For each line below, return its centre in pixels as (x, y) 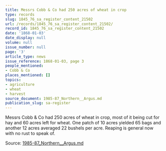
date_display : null (26, 38)
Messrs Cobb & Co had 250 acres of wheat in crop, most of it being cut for (82, 117)
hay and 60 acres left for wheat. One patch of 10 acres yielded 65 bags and (83, 123)
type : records (20, 15)
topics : (13, 80)
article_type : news (26, 56)
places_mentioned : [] (28, 75)
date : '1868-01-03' (26, 33)
